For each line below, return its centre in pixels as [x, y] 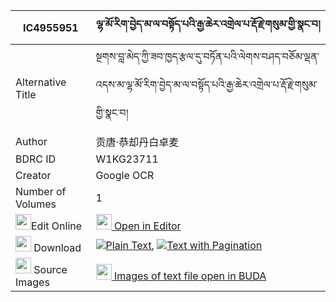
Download [57, 247]
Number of [41, 191]
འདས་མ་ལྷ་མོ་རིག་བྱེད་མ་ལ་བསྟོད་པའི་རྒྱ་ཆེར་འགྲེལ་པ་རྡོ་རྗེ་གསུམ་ [206, 84]
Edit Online [57, 226]
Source [50, 269]
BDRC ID [36, 159]
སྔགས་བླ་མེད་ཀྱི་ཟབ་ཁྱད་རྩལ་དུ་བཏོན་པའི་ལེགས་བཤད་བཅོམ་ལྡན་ [207, 56]
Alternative [41, 82]
